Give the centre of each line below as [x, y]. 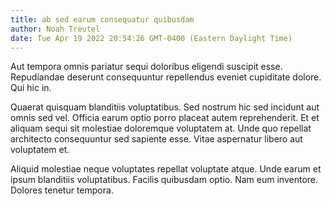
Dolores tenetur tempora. [62, 190]
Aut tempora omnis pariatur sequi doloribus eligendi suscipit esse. [146, 67]
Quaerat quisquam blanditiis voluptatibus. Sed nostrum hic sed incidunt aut [165, 107]
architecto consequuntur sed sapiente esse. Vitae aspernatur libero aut [156, 139]
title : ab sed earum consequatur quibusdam [102, 19]
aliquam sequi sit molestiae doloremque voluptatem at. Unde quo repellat [161, 128]
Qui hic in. [31, 88]
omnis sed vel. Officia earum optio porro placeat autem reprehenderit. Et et [165, 118]
